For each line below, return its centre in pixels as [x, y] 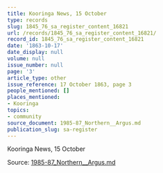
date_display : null [35, 53]
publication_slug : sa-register [52, 129]
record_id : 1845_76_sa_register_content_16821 [76, 39]
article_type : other [37, 78]
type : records [28, 20]
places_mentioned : [34, 98]
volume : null [26, 59]
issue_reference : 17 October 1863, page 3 [69, 84]
